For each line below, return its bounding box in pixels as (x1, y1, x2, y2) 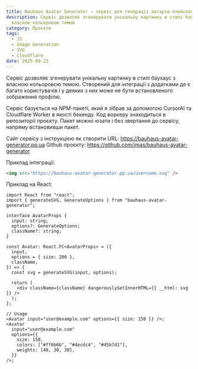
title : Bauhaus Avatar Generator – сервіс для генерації (6, 8, 149, 15)
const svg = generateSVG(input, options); (11, 270, 117, 276)
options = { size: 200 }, (11, 254, 75, 260)
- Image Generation (11, 42, 60, 48)
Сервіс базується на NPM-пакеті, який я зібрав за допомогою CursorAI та (6, 105, 192, 112)
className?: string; (11, 228, 62, 234)
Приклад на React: (6, 181, 52, 188)
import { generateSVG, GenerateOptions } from (6, 197, 123, 204)
